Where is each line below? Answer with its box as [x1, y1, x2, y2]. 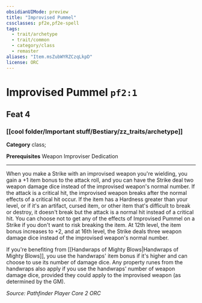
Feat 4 [6, 109, 31, 120]
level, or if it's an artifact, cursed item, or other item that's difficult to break [6, 202, 191, 209]
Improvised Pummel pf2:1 [6, 85, 138, 99]
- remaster [11, 48, 39, 54]
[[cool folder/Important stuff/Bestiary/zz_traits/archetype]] [6, 127, 183, 136]
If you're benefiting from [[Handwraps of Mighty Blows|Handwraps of [6, 246, 179, 254]
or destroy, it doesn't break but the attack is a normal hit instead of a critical [6, 209, 194, 216]
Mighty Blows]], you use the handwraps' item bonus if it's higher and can [6, 252, 188, 260]
